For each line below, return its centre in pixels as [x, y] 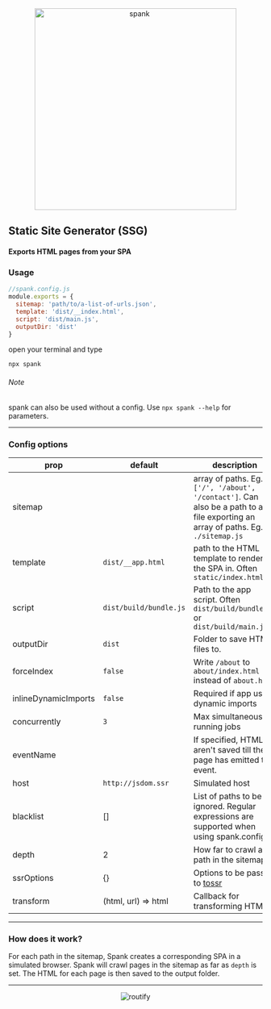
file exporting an [224, 517]
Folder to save [220, 639]
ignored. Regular [225, 806]
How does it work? [46, 939]
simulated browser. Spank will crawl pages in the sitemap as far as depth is [132, 965]
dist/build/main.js [231, 627]
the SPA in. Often [225, 568]
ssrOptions [33, 878]
